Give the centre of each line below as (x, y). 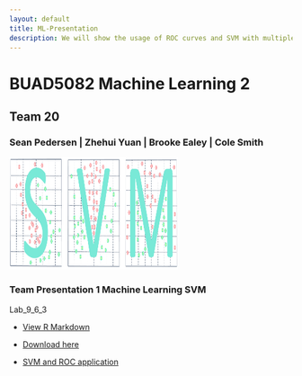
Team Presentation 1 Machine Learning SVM (108, 290)
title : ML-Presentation (54, 28)
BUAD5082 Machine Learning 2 (130, 83)
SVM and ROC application (70, 362)
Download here (50, 344)
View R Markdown (56, 327)
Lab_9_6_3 (28, 309)
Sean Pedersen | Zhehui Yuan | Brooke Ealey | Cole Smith (136, 142)
